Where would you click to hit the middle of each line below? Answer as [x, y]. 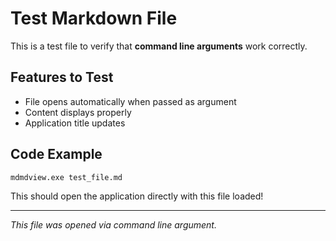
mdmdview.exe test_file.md [66, 177]
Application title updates [75, 123]
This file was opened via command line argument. [113, 225]
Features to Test [62, 77]
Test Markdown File [94, 18]
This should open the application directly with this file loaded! [137, 196]
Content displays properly [78, 112]
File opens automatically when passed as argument [130, 101]
